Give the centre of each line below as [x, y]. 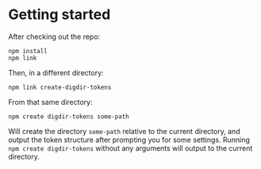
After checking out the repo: [54, 36]
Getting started [59, 15]
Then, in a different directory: [56, 72]
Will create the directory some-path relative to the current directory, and [124, 131]
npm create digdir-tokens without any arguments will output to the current [130, 148]
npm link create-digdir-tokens [60, 87]
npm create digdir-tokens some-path [69, 117]
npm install [28, 51]
